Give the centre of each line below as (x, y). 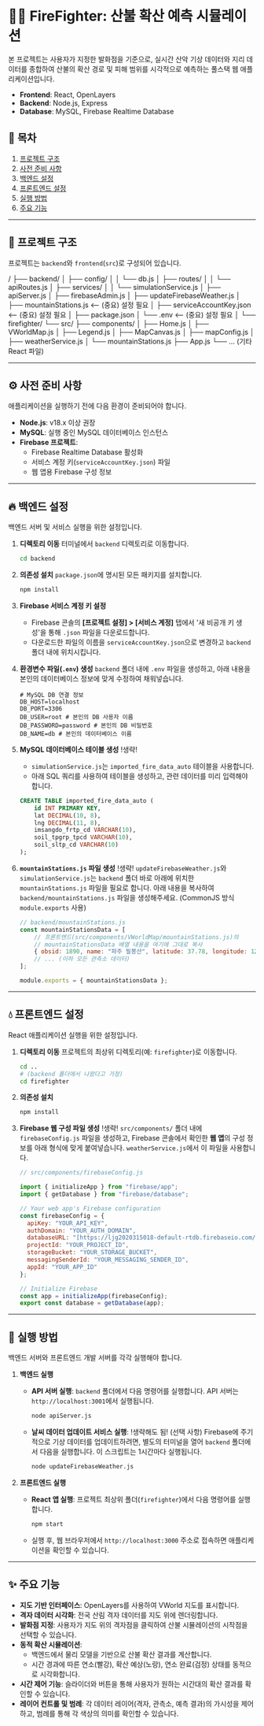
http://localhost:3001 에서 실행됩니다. (93, 1401)
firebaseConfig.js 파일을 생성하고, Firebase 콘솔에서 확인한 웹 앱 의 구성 (132, 1138)
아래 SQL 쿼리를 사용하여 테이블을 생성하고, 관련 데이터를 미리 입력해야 (140, 776)
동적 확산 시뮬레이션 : (51, 1644)
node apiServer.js (61, 1416)
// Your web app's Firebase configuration (90, 1208)
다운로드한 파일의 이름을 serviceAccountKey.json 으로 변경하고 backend (141, 642)
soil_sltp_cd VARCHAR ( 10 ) (77, 845)
